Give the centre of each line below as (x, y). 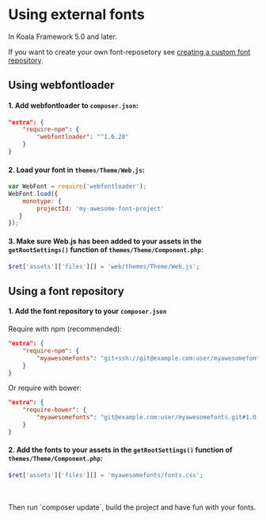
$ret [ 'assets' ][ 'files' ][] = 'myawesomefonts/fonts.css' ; (106, 475)
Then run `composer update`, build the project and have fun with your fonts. (132, 507)
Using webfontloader (61, 85)
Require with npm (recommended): (65, 329)
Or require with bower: (45, 388)
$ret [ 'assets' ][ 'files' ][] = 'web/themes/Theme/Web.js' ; (104, 266)
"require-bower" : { (55, 410)
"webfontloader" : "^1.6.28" (83, 137)
